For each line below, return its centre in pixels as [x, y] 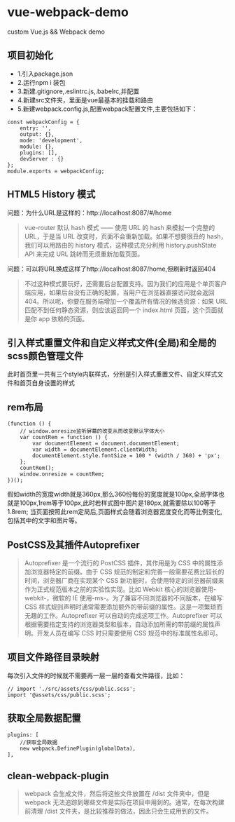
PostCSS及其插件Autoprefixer [73, 545]
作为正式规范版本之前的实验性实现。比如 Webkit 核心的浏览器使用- [120, 589]
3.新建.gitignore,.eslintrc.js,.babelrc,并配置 [78, 91]
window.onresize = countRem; [62, 474]
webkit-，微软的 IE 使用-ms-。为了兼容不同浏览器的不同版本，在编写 [123, 598]
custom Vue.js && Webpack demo [56, 32]
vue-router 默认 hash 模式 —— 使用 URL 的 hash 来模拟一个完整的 [120, 227]
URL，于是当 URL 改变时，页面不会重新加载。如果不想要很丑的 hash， [126, 236]
